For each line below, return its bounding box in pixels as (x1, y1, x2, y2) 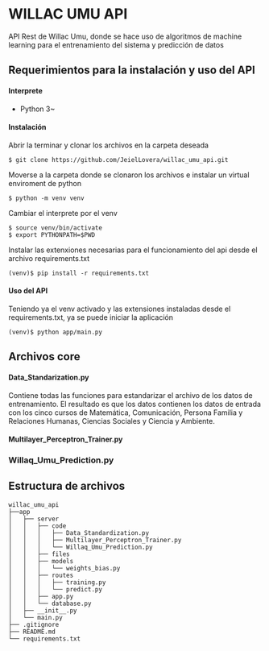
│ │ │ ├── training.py (8, 578, 106, 587)
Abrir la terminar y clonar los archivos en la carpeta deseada (8, 140, 209, 150)
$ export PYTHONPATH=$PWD (8, 230, 95, 238)
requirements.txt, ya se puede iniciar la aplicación (8, 312, 173, 322)
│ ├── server (8, 515, 60, 523)
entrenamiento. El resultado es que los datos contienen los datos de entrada (8, 399, 262, 408)
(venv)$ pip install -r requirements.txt (8, 269, 150, 277)
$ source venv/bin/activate (8, 223, 103, 232)
